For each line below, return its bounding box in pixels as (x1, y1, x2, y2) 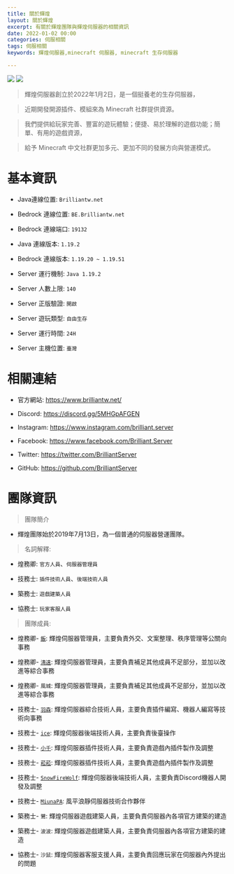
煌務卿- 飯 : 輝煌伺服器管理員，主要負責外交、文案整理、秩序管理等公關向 (17, 634, 227, 642)
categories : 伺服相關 (7, 36, 66, 43)
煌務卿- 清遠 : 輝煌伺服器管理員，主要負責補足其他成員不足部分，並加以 (17, 658, 220, 666)
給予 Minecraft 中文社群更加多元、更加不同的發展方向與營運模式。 (24, 143, 215, 151)
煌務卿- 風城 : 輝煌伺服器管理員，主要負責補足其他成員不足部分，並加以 (17, 681, 220, 690)
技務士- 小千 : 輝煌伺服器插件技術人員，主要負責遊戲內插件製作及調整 (17, 743, 214, 751)
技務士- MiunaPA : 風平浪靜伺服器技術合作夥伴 (17, 796, 146, 805)
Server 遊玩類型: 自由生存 (17, 314, 87, 322)
